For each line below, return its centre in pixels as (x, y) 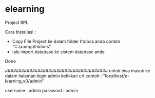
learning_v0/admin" (25, 81)
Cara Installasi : (20, 32)
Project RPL (17, 22)
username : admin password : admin (41, 90)
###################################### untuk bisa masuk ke (77, 70)
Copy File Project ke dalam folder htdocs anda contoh (66, 41)
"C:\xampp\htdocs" (31, 46)
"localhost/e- (116, 76)
